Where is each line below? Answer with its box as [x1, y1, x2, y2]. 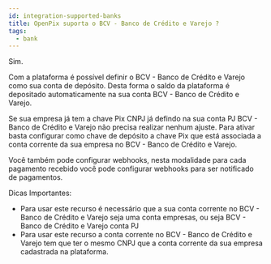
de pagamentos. [8, 172, 63, 182]
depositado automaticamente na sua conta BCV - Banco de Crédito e [8, 90, 239, 100]
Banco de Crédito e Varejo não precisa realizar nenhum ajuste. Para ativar [8, 122, 256, 132]
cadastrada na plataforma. [19, 247, 109, 257]
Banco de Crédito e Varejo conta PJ [19, 221, 140, 231]
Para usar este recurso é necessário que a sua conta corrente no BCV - [19, 204, 260, 214]
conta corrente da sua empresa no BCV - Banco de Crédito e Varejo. [8, 139, 238, 150]
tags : [8, 27, 27, 35]
